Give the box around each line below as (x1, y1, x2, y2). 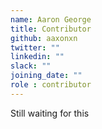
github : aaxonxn (10, 33, 78, 43)
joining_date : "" (10, 71, 83, 81)
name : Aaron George (10, 14, 92, 25)
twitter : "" (10, 42, 60, 53)
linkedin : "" (10, 52, 65, 62)
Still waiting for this (10, 107, 90, 119)
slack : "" (10, 61, 52, 71)
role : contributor (10, 80, 92, 90)
